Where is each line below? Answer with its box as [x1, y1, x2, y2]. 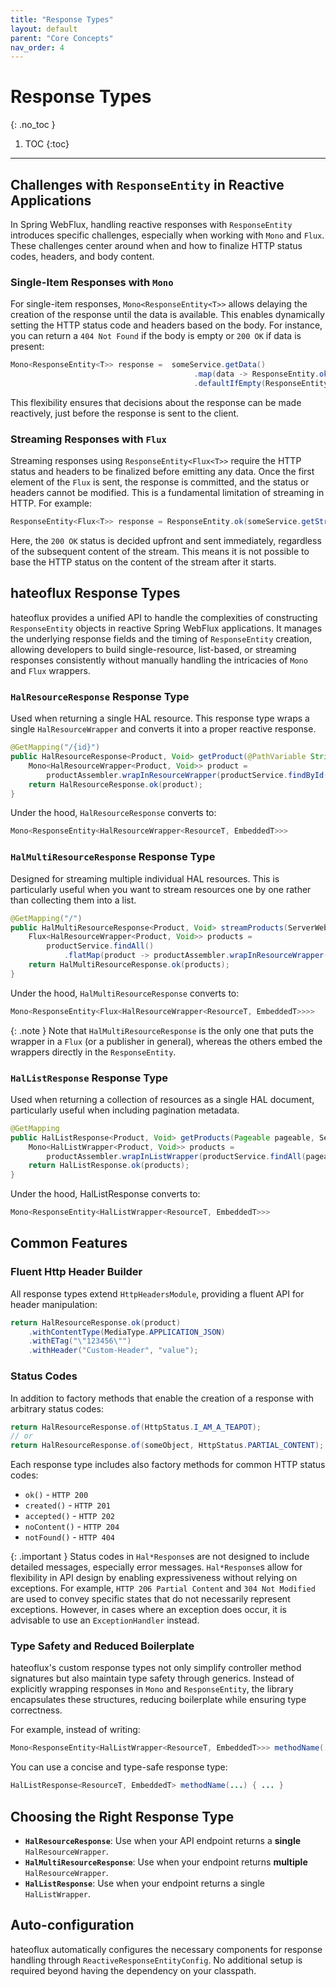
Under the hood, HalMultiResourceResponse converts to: [10, 987, 240, 999]
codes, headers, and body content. [10, 251, 155, 262]
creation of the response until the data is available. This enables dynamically [10, 309, 325, 321]
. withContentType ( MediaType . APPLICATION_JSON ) [28, 1327, 226, 1337]
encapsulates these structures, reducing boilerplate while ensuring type [10, 1694, 307, 1706]
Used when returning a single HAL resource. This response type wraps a [10, 712, 310, 725]
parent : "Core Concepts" [10, 33, 114, 43]
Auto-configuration [10, 1917, 135, 1934]
